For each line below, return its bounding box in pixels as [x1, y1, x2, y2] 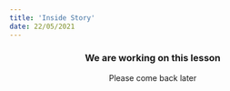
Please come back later [108, 72, 197, 83]
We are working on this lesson [85, 52, 221, 65]
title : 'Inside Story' [9, 13, 95, 23]
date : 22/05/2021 [9, 22, 75, 31]
